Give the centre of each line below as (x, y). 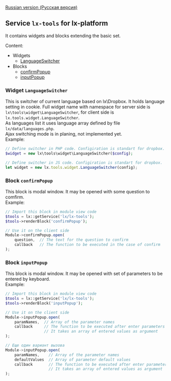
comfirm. (15, 197)
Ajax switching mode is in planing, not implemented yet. (64, 134)
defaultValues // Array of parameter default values (73, 360)
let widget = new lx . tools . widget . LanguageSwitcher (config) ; (72, 167)
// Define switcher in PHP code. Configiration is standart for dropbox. (85, 149)
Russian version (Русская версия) (41, 7)
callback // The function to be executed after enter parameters (90, 327)
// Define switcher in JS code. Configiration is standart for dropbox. (84, 163)
